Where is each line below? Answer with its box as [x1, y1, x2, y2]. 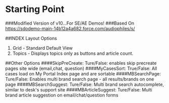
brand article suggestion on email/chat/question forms [5, 92, 119, 98]
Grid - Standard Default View [12, 45, 73, 51]
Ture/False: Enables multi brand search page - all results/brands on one [5, 76, 154, 82]
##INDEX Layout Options [5, 35, 57, 41]
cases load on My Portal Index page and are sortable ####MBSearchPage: [5, 70, 161, 76]
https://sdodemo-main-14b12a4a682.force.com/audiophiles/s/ [5, 25, 135, 31]
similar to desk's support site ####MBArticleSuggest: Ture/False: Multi [5, 86, 152, 92]
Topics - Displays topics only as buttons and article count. [12, 50, 134, 56]
